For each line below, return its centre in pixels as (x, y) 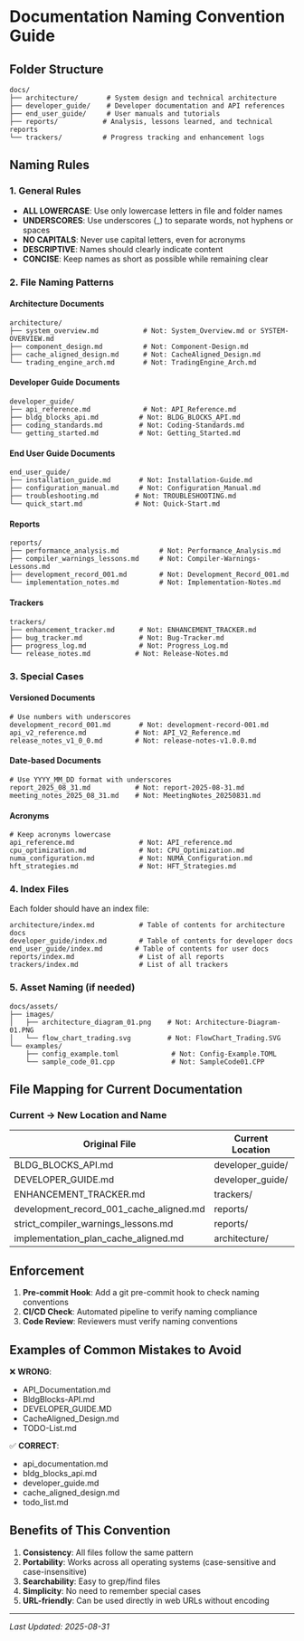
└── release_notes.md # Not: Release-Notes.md (119, 653)
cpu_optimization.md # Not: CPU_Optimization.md (127, 851)
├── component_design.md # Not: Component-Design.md (129, 346)
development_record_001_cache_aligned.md (109, 1209)
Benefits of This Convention (90, 1531)
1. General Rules (45, 191)
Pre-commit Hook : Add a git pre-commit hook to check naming (141, 1293)
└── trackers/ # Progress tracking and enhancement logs (137, 138)
